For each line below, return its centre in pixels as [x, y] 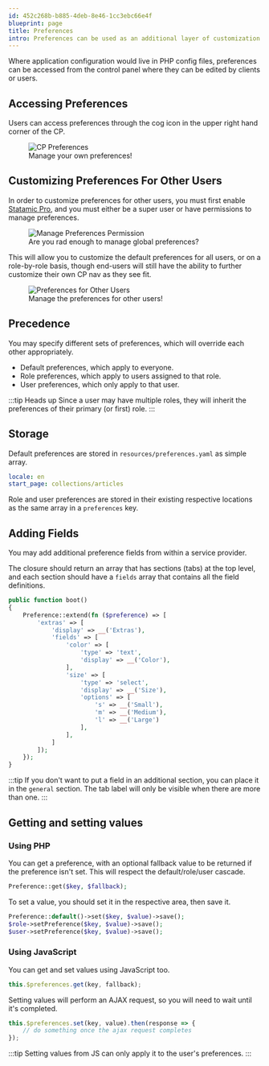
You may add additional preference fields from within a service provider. [128, 553]
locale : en [26, 477]
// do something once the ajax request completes [108, 1031]
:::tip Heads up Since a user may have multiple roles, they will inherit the [127, 400]
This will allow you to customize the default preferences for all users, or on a [134, 257]
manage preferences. [44, 217]
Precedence [39, 324]
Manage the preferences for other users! [96, 298]
